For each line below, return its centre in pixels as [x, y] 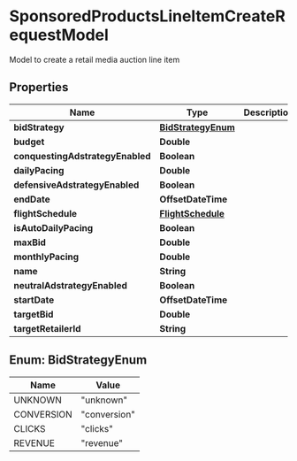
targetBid [34, 314]
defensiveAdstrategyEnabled [76, 185]
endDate [32, 199]
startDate [34, 300]
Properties [39, 87]
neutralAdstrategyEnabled [71, 285]
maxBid [30, 242]
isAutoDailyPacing [53, 227]
